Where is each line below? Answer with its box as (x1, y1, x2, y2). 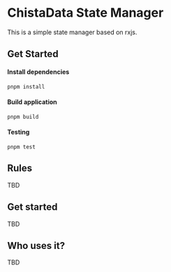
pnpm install (7, 83, 45, 90)
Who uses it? (7, 239, 65, 252)
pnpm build (7, 113, 39, 120)
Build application (7, 98, 57, 106)
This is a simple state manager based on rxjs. (7, 28, 137, 36)
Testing (7, 128, 30, 137)
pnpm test (7, 143, 36, 151)
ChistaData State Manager (7, 5, 164, 21)
